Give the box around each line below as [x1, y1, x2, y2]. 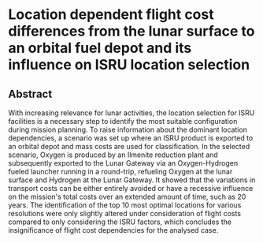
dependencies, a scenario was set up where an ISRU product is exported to [8, 133, 254, 143]
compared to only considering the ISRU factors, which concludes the [8, 217, 232, 226]
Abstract [8, 87, 53, 100]
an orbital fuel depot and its [8, 39, 192, 57]
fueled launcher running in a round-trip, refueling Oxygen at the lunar [8, 167, 233, 176]
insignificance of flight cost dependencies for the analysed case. [8, 226, 219, 234]
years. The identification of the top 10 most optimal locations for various [8, 200, 242, 210]
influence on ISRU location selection [8, 56, 250, 74]
